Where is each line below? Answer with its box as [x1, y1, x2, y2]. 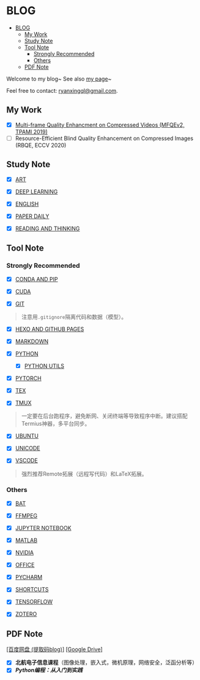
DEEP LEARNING [15, 188, 58, 195]
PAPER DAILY [15, 213, 50, 220]
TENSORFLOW [15, 598, 53, 606]
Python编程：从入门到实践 [15, 666, 83, 674]
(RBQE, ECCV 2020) [15, 141, 67, 149]
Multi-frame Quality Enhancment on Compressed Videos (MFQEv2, [15, 121, 185, 128]
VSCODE [15, 457, 38, 464]
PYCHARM [15, 574, 43, 581]
